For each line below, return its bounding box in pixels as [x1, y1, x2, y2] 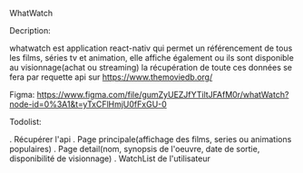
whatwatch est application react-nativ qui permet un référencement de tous [9, 43, 293, 53]
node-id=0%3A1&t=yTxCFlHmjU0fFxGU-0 [9, 99, 168, 110]
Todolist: [9, 117, 43, 127]
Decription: [9, 25, 52, 35]
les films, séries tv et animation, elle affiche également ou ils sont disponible [9, 53, 295, 62]
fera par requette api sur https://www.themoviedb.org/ [9, 72, 213, 82]
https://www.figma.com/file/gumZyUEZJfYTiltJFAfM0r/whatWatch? [36, 90, 289, 100]
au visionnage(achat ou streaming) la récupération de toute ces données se [9, 62, 293, 72]
